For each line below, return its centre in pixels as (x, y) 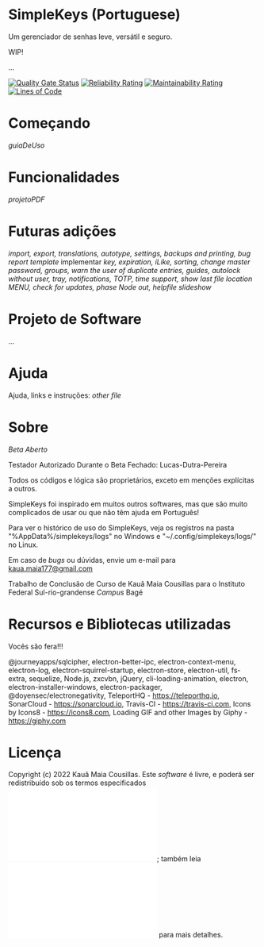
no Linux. (23, 545)
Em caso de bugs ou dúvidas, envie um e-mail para (92, 560)
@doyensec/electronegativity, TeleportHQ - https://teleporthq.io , (114, 695)
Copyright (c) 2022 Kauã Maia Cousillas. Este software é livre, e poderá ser (132, 775)
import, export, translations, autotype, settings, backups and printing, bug (130, 253)
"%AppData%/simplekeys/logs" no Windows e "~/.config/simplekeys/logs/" (132, 536)
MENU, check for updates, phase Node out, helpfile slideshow (110, 287)
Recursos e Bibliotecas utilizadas (120, 624)
